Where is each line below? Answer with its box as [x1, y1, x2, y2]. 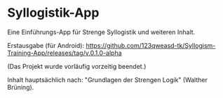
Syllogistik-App [7, 5, 100, 21]
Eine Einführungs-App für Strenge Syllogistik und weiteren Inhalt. [7, 28, 196, 36]
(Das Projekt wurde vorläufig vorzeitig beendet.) [7, 62, 147, 70]
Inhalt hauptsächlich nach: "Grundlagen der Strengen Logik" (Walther [7, 75, 208, 84]
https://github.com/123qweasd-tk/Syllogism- [86, 41, 216, 49]
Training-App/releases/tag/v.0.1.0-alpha [7, 49, 122, 57]
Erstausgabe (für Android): [7, 41, 85, 49]
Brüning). [7, 83, 34, 91]
